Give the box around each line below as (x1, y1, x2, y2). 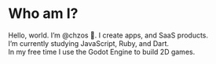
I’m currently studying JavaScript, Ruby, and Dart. (8, 38, 170, 48)
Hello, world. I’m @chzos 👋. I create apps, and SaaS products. (8, 30, 209, 40)
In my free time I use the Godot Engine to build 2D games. (8, 47, 196, 56)
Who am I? (8, 5, 79, 23)
